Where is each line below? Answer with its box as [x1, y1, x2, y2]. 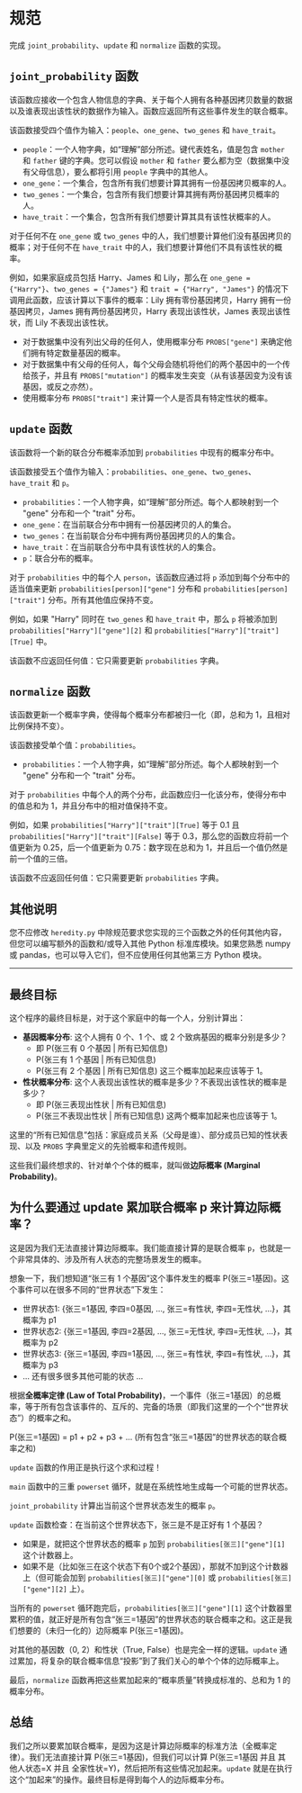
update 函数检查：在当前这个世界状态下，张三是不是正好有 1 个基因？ [9, 1518, 264, 1530]
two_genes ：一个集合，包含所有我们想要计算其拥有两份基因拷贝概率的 [22, 188, 280, 199]
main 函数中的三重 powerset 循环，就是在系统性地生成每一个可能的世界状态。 [9, 1481, 293, 1491]
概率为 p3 [22, 1359, 58, 1370]
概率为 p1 [22, 1314, 57, 1325]
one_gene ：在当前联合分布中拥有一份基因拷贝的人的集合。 [22, 518, 236, 529]
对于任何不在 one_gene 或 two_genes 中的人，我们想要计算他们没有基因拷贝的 [9, 230, 292, 241]
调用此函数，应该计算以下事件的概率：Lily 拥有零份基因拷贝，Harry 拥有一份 [9, 294, 292, 305]
